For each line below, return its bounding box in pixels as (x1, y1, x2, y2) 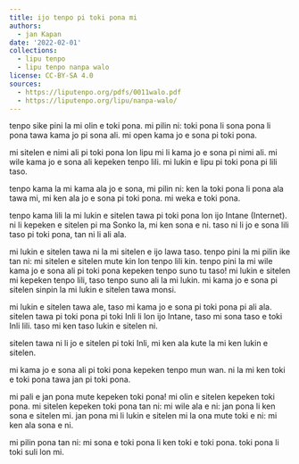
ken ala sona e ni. (9, 420, 74, 431)
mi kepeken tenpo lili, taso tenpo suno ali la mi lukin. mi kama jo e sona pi (9, 275, 278, 286)
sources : (9, 79, 42, 88)
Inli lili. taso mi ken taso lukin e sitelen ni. (9, 320, 158, 331)
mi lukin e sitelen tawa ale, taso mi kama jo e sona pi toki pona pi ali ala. (9, 302, 272, 312)
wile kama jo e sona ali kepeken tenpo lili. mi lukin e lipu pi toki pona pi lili (9, 157, 278, 168)
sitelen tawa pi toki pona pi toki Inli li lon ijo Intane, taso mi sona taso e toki (9, 311, 283, 322)
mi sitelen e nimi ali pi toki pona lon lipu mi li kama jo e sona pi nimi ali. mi (9, 147, 278, 158)
